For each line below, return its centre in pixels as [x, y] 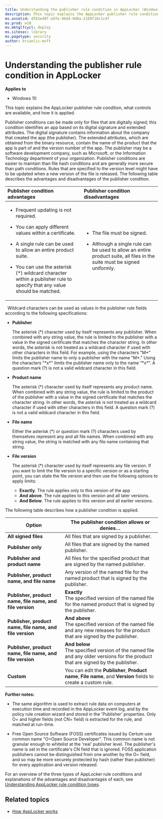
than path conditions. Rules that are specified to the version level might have [81, 168]
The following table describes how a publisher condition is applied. [72, 510]
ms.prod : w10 [18, 23]
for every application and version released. [55, 765]
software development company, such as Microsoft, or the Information [75, 153]
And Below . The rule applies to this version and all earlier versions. [86, 500]
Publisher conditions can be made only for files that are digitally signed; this [81, 122]
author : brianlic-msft [28, 41]
